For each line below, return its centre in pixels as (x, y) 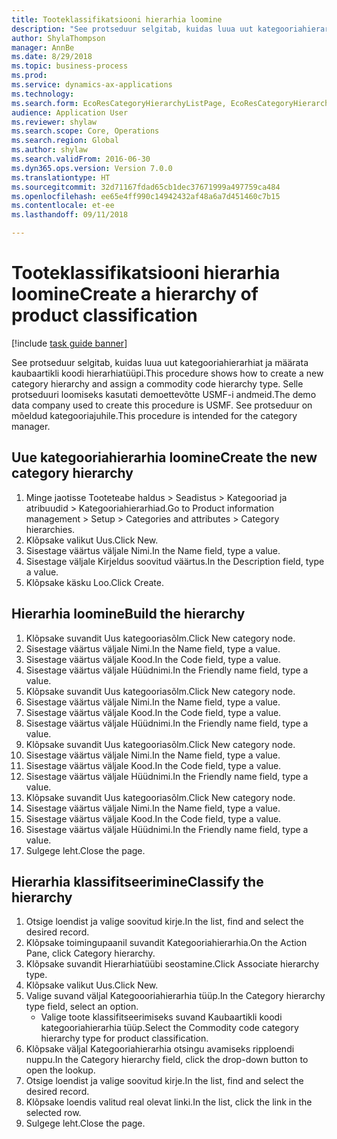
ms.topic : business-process (70, 66)
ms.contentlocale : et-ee (63, 206)
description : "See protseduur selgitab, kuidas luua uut (132, 29)
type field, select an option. (82, 1007)
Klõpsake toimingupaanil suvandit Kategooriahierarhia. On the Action (166, 943)
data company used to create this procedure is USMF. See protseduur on (162, 405)
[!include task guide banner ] (69, 343)
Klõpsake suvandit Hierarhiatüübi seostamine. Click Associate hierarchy (172, 964)
